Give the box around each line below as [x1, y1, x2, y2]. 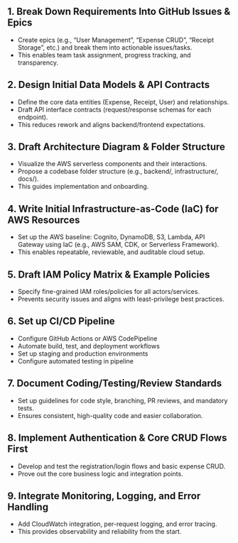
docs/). [17, 175, 39, 183]
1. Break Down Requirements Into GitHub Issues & [7, 6, 231, 18]
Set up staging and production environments [17, 349, 148, 358]
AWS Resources [7, 214, 80, 226]
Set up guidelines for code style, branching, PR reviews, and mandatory [17, 396, 228, 405]
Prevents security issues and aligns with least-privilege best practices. [17, 295, 225, 304]
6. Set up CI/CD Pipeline [7, 315, 115, 327]
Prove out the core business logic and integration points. [17, 469, 183, 478]
